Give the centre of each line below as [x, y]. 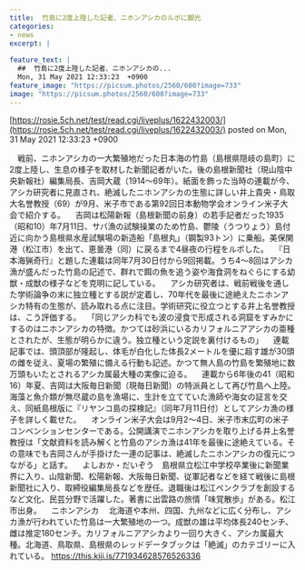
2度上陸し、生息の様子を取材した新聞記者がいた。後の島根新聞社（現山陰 [147, 169]
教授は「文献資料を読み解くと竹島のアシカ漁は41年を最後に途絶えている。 [148, 442]
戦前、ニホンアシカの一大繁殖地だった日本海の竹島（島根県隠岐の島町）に [156, 158]
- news [22, 35]
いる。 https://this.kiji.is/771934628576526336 [113, 555]
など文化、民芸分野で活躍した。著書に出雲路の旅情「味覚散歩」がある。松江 [152, 499]
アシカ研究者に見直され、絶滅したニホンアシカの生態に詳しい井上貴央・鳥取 [152, 192]
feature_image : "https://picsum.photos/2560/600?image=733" [126, 85]
